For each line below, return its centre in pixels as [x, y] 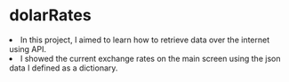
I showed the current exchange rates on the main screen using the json [151, 58]
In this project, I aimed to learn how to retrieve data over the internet [145, 40]
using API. [28, 48]
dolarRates [50, 15]
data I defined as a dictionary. [64, 68]
